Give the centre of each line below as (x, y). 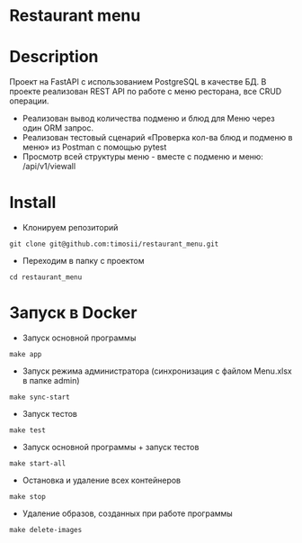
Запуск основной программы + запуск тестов (111, 447)
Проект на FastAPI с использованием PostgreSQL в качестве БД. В (138, 82)
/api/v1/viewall (49, 167)
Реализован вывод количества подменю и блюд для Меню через (149, 119)
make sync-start (40, 397)
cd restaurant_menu (46, 277)
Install (33, 203)
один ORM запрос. (58, 128)
